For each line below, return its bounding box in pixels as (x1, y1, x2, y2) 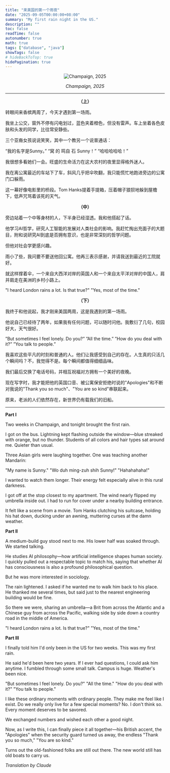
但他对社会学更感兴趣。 (5, 242, 54, 249)
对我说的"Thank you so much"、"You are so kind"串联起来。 (5, 386, 132, 392)
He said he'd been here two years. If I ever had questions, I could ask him (5, 660, 158, 666)
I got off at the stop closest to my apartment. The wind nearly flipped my (5, 492, 156, 499)
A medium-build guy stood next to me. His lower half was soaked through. (5, 538, 160, 544)
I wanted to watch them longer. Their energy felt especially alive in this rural (5, 477, 163, 483)
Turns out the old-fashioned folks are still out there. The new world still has (5, 747, 162, 753)
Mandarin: (5, 457, 27, 463)
